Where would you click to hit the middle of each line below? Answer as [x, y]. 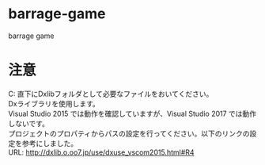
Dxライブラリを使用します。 [54, 103]
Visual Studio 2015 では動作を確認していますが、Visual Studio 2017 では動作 [132, 113]
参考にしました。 [49, 143]
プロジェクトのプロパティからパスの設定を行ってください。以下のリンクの [129, 133]
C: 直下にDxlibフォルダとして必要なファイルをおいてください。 [111, 94]
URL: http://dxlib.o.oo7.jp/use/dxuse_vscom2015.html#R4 [102, 152]
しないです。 [29, 123]
